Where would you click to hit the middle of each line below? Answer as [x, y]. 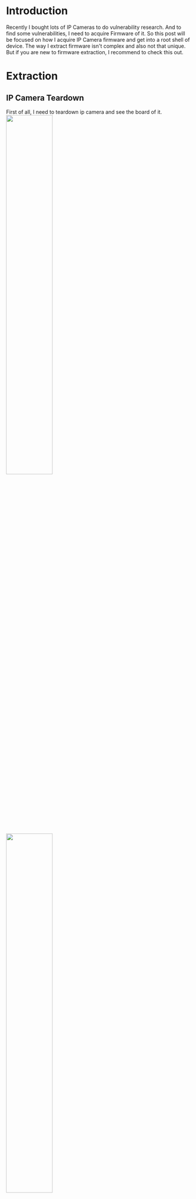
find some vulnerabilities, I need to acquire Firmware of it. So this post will [96, 33]
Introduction [37, 11]
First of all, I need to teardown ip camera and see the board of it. [84, 112]
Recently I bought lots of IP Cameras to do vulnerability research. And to [94, 27]
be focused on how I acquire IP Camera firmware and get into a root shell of [98, 39]
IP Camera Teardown [45, 98]
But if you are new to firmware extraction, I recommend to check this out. [95, 52]
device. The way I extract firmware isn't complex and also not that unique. [96, 46]
